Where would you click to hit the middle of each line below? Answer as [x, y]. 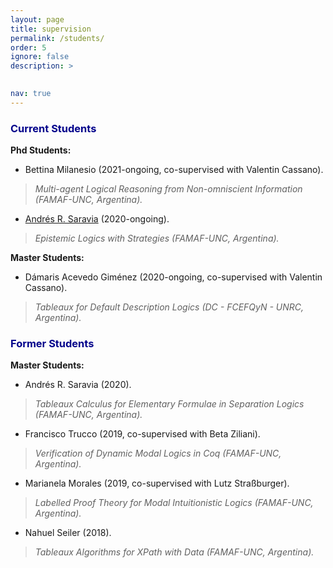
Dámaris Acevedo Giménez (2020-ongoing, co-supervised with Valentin [173, 277]
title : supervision [51, 29]
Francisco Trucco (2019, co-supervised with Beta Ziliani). [142, 434]
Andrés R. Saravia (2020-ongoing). [97, 219]
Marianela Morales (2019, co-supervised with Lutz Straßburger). [157, 483]
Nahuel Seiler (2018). [68, 533]
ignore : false [40, 57]
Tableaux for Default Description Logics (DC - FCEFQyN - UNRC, [169, 307]
